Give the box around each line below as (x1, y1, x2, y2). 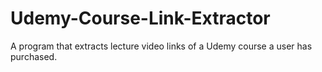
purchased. (10, 50, 58, 62)
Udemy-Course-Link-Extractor (10, 7, 271, 30)
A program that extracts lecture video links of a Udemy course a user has (10, 40, 313, 52)
